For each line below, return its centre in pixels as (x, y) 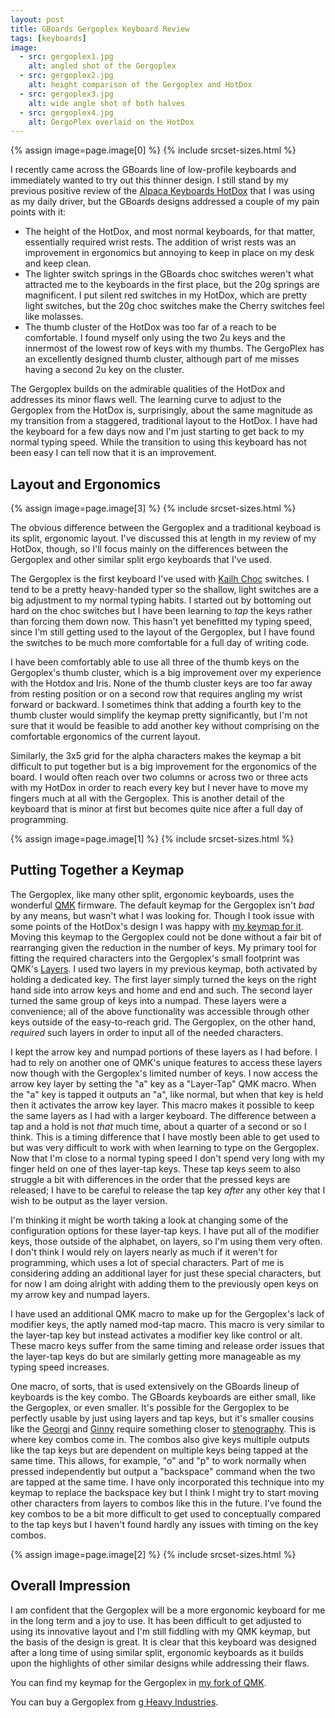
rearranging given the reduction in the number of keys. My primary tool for (164, 947)
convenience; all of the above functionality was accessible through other (160, 1011)
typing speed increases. (60, 1367)
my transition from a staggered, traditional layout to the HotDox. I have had (164, 421)
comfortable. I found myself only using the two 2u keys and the (155, 338)
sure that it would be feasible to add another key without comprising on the (165, 726)
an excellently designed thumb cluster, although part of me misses (162, 359)
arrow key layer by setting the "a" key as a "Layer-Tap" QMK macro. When (163, 1083)
